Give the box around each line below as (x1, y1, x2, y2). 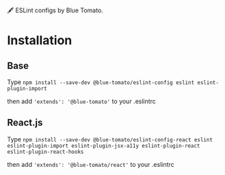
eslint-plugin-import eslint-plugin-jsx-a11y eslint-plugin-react (7, 142, 200, 149)
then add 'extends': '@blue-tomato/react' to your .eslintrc (7, 160, 174, 168)
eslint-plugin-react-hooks (7, 148, 84, 155)
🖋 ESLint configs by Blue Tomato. (7, 6, 104, 14)
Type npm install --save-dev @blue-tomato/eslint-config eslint (7, 78, 195, 86)
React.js (7, 117, 43, 129)
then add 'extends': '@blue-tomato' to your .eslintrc (7, 97, 156, 105)
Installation (7, 33, 72, 49)
